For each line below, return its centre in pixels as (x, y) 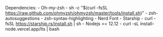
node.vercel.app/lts (25, 29)
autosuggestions (23, 18)
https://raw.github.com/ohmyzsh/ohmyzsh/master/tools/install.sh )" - (76, 13)
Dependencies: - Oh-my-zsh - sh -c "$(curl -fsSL (57, 8)
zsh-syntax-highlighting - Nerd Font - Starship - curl (98, 18)
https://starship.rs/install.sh (44, 23)
